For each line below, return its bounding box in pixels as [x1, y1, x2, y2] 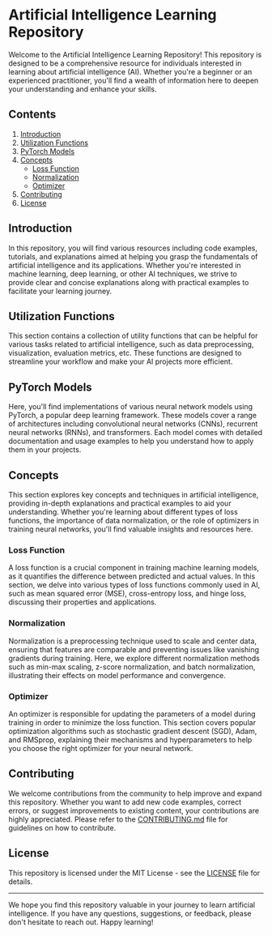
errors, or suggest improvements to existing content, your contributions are [8, 805, 260, 815]
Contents [8, 108, 57, 122]
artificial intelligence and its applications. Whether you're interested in [8, 260, 241, 270]
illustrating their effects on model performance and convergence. [8, 670, 227, 680]
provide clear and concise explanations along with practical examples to [8, 277, 249, 287]
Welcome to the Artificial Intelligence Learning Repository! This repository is [8, 49, 262, 59]
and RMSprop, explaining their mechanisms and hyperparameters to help [8, 735, 253, 745]
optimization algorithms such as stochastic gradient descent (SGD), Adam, [8, 726, 257, 736]
